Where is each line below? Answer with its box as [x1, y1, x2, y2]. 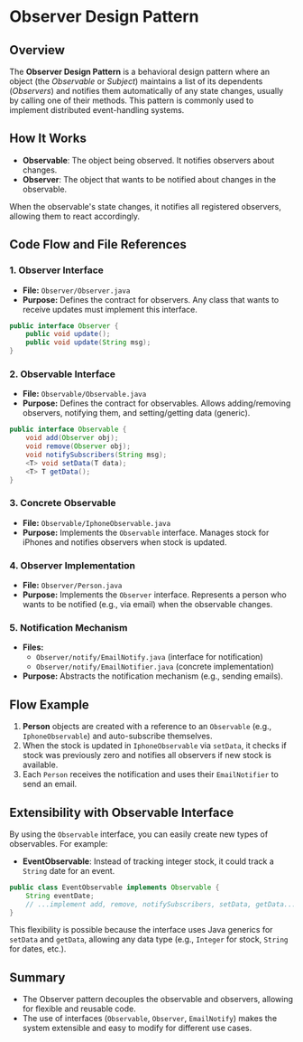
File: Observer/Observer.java [22, 285, 131, 296]
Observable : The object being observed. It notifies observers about [22, 155, 275, 165]
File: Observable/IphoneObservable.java [22, 517, 171, 528]
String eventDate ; [25, 891, 95, 900]
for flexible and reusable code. [22, 1003, 137, 1014]
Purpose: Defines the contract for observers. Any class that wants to [22, 294, 280, 305]
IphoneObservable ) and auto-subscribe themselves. [22, 730, 214, 742]
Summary [9, 970, 66, 985]
